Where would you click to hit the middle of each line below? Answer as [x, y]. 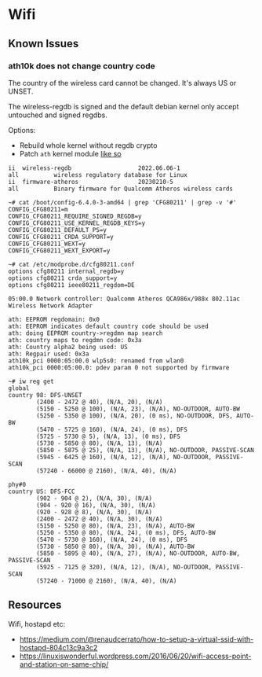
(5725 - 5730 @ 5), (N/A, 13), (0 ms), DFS [108, 436]
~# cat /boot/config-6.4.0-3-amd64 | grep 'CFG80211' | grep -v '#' [122, 202]
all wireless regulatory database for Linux [98, 175]
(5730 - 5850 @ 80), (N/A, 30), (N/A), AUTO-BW [115, 546]
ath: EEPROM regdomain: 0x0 [54, 319]
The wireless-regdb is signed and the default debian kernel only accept [124, 106]
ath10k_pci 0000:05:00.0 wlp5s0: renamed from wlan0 [96, 361]
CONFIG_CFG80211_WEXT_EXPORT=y [59, 250]
